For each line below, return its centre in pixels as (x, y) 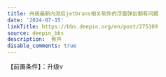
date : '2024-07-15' (36, 20)
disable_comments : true (42, 46)
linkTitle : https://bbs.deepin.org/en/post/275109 (83, 26)
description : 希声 (35, 40)
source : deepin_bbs (36, 33)
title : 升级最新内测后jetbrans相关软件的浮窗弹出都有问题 (83, 14)
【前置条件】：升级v (35, 66)
